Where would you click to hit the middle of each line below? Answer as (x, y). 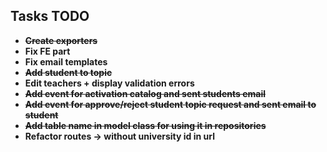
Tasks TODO (50, 16)
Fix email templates (66, 61)
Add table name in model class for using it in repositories (145, 125)
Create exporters (61, 40)
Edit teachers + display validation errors (109, 83)
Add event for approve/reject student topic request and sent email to (170, 104)
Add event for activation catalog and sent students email (145, 93)
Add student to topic (68, 72)
